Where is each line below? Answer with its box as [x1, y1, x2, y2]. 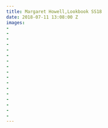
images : [6, 19, 26, 25]
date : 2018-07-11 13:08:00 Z [6, 14, 78, 20]
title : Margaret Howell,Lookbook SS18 [6, 8, 102, 15]
